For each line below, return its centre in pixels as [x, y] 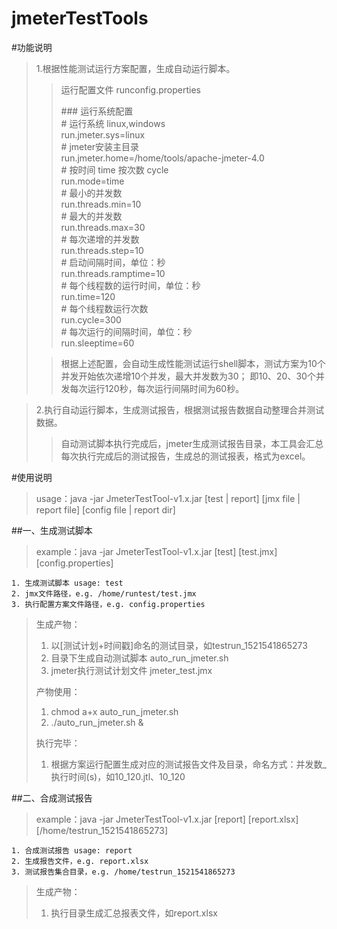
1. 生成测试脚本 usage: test [67, 583]
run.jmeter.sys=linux [103, 134]
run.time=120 [88, 296]
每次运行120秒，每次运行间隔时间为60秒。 [157, 388]
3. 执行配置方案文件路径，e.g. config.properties [108, 604]
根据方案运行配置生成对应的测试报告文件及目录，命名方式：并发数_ [188, 764]
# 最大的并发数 [91, 216]
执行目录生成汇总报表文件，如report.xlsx [134, 913]
